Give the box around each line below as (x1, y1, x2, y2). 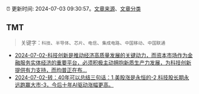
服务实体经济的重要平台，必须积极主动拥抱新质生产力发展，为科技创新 (20, 59, 191, 66)
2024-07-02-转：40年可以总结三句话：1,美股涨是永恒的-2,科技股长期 (14, 73, 184, 81)
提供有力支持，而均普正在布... (14, 66, 87, 73)
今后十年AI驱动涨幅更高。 (51, 81, 114, 88)
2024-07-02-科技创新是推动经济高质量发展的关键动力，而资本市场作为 (14, 51, 188, 59)
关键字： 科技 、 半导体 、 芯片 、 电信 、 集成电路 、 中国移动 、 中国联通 (20, 39, 166, 46)
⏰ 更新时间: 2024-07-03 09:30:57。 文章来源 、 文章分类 (6, 5, 141, 12)
